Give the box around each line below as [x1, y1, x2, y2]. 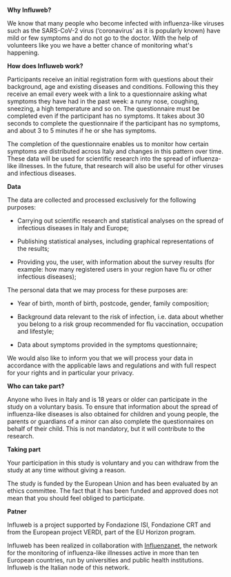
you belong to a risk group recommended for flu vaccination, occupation [17, 320, 224, 328]
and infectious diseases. [7, 169, 77, 177]
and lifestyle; [17, 327, 54, 335]
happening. [7, 48, 39, 57]
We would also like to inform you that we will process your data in [7, 354, 193, 362]
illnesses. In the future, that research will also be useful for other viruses [18, 162, 224, 170]
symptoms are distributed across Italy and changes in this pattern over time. [7, 148, 224, 155]
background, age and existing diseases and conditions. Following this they [7, 83, 219, 90]
